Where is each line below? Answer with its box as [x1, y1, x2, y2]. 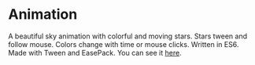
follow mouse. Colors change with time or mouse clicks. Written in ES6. [8, 39, 239, 49]
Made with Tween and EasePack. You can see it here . [8, 48, 183, 57]
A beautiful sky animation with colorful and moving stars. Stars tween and [8, 31, 248, 41]
